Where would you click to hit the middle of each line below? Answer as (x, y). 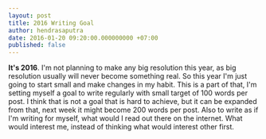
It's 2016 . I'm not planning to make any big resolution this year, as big (122, 68)
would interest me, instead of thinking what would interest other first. (121, 127)
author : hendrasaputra (46, 30)
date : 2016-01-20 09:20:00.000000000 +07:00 (83, 38)
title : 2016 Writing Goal (51, 23)
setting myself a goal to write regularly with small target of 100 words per (128, 93)
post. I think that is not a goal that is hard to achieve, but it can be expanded (133, 102)
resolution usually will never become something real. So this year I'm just (128, 76)
